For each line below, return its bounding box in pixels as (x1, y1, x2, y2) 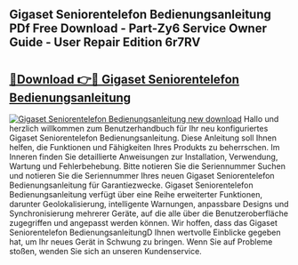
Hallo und (243, 114, 279, 124)
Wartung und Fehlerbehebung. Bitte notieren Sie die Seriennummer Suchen (9, 161, 286, 172)
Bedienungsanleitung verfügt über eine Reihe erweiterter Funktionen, (9, 189, 263, 199)
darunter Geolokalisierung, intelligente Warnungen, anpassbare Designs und (9, 199, 289, 209)
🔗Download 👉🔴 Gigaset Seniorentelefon (9, 71, 240, 87)
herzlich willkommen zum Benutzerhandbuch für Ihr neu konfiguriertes (9, 124, 269, 133)
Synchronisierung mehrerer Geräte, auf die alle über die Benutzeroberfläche (9, 208, 289, 219)
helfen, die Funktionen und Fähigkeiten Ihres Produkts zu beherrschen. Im (9, 142, 280, 152)
